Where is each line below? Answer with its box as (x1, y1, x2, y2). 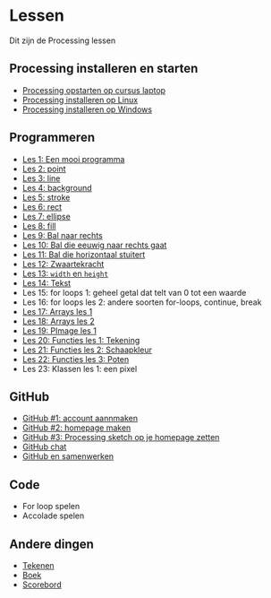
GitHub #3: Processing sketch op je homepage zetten (21, 432, 220, 443)
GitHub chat (21, 441, 67, 453)
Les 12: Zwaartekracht (21, 258, 105, 269)
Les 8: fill (21, 221, 56, 231)
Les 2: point (21, 163, 66, 174)
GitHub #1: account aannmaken (21, 413, 139, 424)
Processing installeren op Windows (21, 104, 153, 115)
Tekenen (21, 560, 55, 570)
